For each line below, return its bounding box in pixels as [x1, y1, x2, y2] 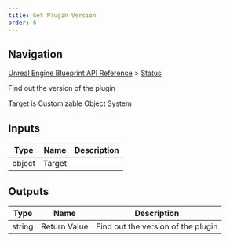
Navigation [8, 48, 63, 61]
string [12, 221, 34, 232]
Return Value [41, 221, 89, 232]
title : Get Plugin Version [8, 11, 97, 20]
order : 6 [8, 19, 37, 27]
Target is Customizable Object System [8, 99, 132, 108]
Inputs [8, 121, 41, 135]
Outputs [8, 185, 49, 198]
